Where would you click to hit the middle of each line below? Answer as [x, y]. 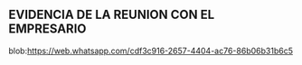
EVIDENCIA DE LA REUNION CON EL [112, 15]
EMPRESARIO [47, 29]
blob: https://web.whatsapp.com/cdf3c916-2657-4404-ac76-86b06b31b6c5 [151, 51]
